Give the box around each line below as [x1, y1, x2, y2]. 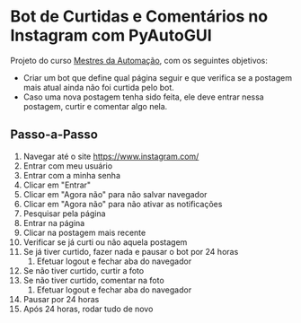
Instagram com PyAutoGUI [10, 25, 212, 46]
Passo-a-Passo [10, 127, 98, 143]
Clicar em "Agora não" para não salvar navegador [22, 188, 208, 199]
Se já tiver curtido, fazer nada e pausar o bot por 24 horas [22, 246, 239, 257]
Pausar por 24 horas [22, 293, 100, 304]
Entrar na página [22, 217, 85, 228]
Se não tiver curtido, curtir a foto [22, 265, 145, 275]
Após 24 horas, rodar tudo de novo [22, 303, 154, 314]
